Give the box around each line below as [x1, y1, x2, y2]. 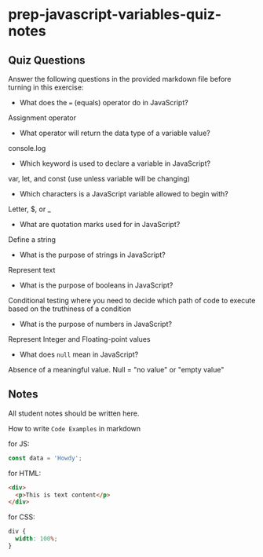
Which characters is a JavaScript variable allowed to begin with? [19, 189, 229, 198]
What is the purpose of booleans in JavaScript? [19, 280, 174, 290]
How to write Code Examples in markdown [8, 423, 141, 433]
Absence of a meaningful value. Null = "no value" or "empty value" [8, 365, 225, 374]
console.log [8, 144, 46, 152]
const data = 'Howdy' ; [8, 454, 82, 462]
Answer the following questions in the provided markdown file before [8, 75, 232, 83]
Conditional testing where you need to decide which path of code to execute [8, 296, 256, 305]
